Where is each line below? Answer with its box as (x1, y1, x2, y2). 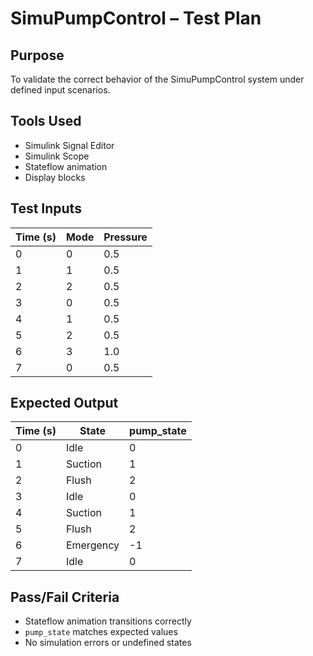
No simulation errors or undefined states (24, 637, 192, 649)
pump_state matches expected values (24, 626, 178, 638)
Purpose (10, 47, 65, 64)
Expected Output (10, 395, 119, 412)
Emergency (65, 538, 120, 552)
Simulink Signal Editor (24, 139, 115, 151)
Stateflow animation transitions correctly (24, 615, 192, 627)
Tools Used (10, 113, 82, 130)
